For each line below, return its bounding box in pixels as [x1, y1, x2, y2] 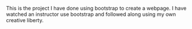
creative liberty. [6, 17, 44, 23]
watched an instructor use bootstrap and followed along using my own [6, 11, 176, 18]
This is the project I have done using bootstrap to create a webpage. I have [6, 5, 187, 11]
